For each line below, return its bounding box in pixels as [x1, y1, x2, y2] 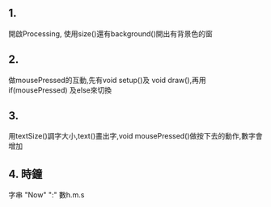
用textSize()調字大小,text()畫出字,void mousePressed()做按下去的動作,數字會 [8, 131, 263, 141]
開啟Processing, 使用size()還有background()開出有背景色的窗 [8, 28, 213, 39]
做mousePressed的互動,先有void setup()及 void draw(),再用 [8, 75, 206, 85]
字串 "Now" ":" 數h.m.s [8, 190, 85, 200]
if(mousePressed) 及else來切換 [8, 85, 112, 95]
